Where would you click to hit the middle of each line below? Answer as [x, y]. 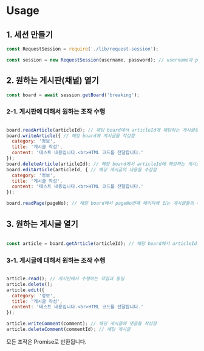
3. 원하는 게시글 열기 [42, 224]
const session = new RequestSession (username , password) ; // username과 [100, 60]
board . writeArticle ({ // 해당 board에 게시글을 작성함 [71, 136]
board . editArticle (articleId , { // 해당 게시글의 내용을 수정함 [82, 169]
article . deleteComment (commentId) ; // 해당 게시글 [68, 330]
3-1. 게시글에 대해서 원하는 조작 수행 [56, 260]
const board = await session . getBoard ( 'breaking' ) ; [73, 95]
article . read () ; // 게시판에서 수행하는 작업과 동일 [65, 279]
